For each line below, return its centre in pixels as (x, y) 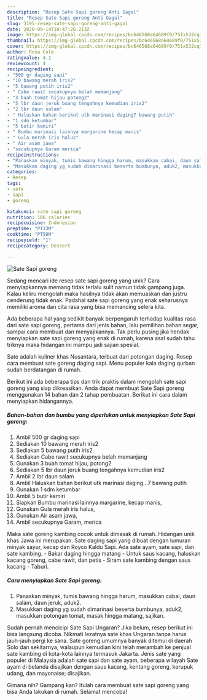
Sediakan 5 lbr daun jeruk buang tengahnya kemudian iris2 (90, 470)
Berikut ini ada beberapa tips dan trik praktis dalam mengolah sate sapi (97, 381)
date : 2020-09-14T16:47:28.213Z (48, 29)
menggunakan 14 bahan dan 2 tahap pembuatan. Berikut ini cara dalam (97, 394)
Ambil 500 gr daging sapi (48, 437)
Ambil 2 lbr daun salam (45, 476)
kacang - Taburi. (28, 566)
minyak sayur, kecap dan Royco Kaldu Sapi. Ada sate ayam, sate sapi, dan (101, 546)
